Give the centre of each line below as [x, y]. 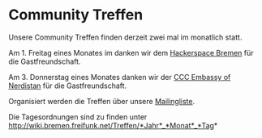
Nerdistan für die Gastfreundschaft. [68, 86]
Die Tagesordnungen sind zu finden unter [78, 117]
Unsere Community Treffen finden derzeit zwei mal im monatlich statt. [125, 37]
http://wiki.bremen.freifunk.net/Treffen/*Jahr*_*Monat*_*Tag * [113, 125]
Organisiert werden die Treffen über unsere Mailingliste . [102, 101]
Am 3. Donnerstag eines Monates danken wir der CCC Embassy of [120, 77]
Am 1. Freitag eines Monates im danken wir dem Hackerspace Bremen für [131, 52]
